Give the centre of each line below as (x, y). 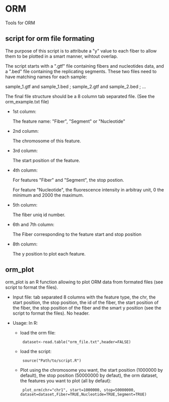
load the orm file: (38, 333)
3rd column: (25, 150)
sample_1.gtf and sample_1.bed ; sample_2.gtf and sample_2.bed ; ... (76, 86)
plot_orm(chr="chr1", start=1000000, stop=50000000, (79, 390)
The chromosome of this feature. (47, 141)
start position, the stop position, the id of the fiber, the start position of (86, 302)
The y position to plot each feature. (49, 254)
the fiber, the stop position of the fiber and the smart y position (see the (87, 308)
